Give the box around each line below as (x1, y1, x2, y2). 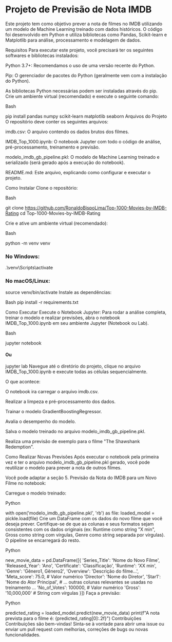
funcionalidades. (5, 631, 41, 638)
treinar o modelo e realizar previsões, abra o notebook (5, 315, 121, 321)
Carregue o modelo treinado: (5, 490, 67, 496)
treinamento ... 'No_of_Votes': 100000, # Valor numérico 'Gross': (5, 584, 141, 591)
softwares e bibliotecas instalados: (5, 52, 79, 59)
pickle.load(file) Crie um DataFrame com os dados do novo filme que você (5, 515, 163, 521)
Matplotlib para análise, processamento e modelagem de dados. (5, 37, 141, 43)
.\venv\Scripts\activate (5, 265, 53, 271)
